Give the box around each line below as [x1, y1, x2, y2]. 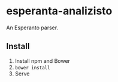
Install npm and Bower [14, 57, 71, 64]
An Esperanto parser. [6, 24, 59, 31]
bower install [14, 65, 50, 71]
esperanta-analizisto [6, 4, 113, 18]
